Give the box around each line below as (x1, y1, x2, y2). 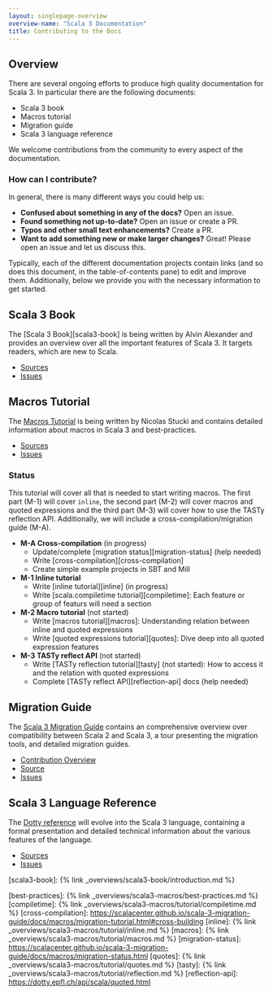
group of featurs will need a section (32, 599, 152, 609)
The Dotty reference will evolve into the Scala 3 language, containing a (8, 818, 245, 827)
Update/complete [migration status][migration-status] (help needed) (32, 547, 262, 557)
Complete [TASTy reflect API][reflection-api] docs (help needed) (32, 677, 249, 687)
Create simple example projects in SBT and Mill (32, 565, 191, 574)
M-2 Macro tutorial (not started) (19, 608, 129, 618)
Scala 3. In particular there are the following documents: (8, 87, 197, 98)
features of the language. (8, 835, 93, 844)
